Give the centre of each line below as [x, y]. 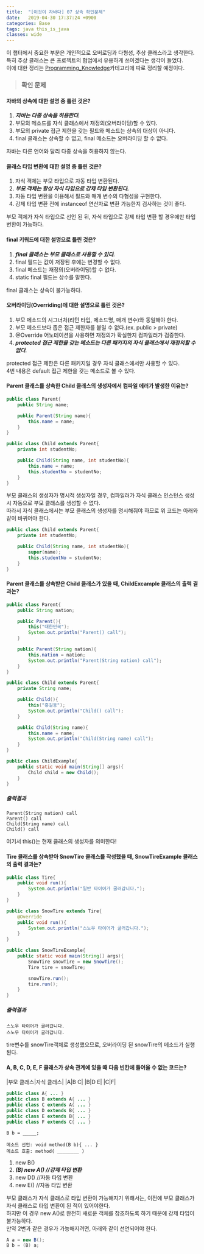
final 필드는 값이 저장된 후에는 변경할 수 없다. [68, 262]
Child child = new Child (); [64, 772]
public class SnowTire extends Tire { [54, 911]
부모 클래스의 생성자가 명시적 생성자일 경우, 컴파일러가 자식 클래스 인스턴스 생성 [100, 495]
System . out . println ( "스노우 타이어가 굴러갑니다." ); [89, 928]
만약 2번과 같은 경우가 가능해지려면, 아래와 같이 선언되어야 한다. [82, 1228]
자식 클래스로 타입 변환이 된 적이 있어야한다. [58, 1205]
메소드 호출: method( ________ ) [46, 1151]
